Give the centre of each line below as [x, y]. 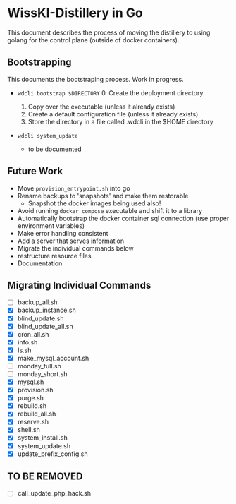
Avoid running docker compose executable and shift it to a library [110, 210]
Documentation [40, 263]
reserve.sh [33, 422]
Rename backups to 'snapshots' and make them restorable [103, 196]
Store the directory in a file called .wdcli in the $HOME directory [120, 121]
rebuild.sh [32, 406]
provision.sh [35, 390]
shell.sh [29, 430]
